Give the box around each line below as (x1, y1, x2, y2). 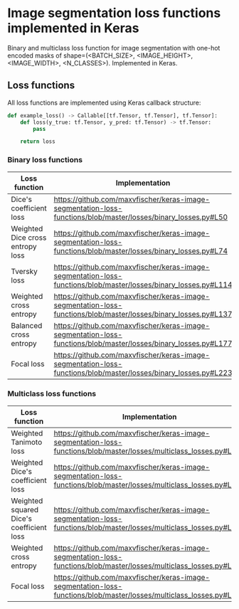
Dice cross (11, 233, 47, 243)
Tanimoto (11, 437, 43, 447)
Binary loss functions (7, 155, 83, 165)
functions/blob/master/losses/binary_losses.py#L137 (53, 309, 233, 319)
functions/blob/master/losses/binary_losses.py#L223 (53, 368, 233, 378)
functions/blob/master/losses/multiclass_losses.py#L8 (53, 446, 237, 456)
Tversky (11, 266, 38, 276)
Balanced (11, 320, 43, 330)
